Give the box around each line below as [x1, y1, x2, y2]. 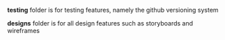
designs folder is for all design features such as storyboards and [7, 19, 194, 27]
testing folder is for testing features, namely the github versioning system [7, 6, 219, 14]
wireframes [7, 27, 40, 34]
